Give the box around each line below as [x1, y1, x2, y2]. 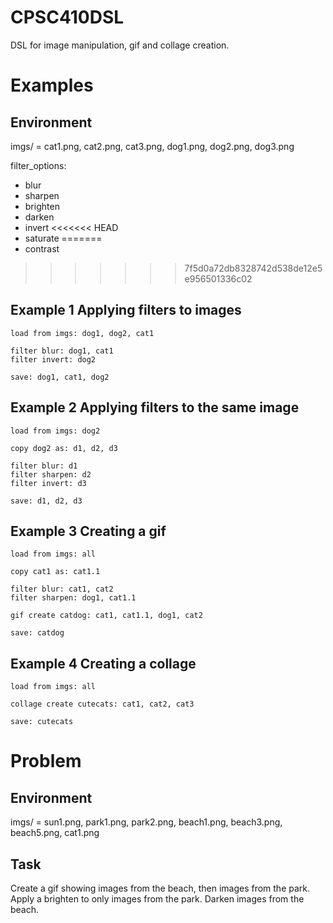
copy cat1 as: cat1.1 [10, 567, 101, 577]
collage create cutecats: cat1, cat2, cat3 [10, 699, 195, 710]
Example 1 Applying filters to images [10, 302, 242, 319]
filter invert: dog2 [10, 354, 97, 365]
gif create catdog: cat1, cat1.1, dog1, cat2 [10, 611, 203, 621]
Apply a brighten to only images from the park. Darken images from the [10, 893, 305, 905]
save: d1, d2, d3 [10, 496, 83, 506]
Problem [10, 750, 82, 773]
